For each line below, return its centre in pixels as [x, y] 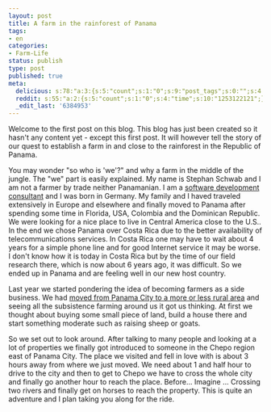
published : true [35, 76]
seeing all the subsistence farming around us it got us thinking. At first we [130, 306]
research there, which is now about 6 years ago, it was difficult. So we [125, 265]
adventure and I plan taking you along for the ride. [92, 399]
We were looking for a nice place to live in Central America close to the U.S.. [135, 222]
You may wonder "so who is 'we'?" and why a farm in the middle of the [126, 170]
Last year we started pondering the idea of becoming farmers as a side [126, 289]
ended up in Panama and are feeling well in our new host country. [117, 273]
